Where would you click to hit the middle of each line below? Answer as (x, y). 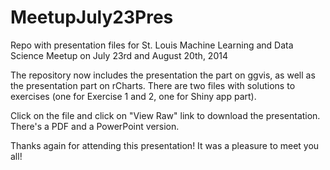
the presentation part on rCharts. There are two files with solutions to (153, 85)
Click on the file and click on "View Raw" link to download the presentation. (165, 115)
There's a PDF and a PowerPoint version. (95, 126)
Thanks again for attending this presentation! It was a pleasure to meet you (165, 145)
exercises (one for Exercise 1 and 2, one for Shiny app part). (133, 96)
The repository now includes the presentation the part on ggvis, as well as (163, 75)
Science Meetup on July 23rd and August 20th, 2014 (119, 55)
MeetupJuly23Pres (92, 17)
